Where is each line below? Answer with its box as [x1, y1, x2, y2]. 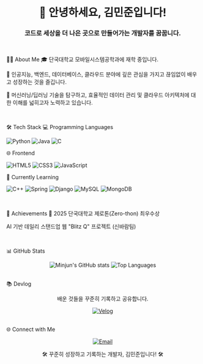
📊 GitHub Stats [6, 247, 45, 254]
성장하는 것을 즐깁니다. [12, 78, 67, 86]
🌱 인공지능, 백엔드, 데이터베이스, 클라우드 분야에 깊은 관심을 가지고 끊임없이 [6, 71, 186, 78]
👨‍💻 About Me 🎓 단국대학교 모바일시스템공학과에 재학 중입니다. [6, 56, 159, 63]
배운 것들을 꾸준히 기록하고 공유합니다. [57, 295, 149, 303]
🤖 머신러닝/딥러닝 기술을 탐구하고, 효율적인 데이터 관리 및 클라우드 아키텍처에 [6, 91, 190, 98]
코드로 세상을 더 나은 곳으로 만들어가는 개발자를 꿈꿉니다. [24, 29, 182, 37]
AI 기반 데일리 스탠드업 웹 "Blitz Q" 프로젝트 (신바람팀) [6, 223, 136, 230]
